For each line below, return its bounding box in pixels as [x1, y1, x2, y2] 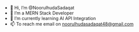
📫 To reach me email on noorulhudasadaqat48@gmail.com [10, 21, 134, 27]
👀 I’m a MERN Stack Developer [10, 10, 74, 16]
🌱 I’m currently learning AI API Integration [10, 15, 96, 21]
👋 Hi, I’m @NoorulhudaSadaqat [10, 5, 75, 10]
